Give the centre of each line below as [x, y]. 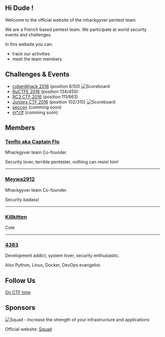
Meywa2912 [20, 179]
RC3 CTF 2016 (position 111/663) [45, 97]
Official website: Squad [29, 329]
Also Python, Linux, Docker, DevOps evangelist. [53, 265]
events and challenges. [28, 34]
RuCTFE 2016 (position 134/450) [45, 91]
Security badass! [22, 199]
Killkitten [16, 217]
